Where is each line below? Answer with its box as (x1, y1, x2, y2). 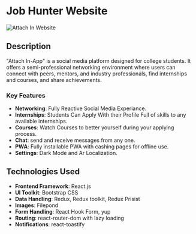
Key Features (6, 91, 46, 99)
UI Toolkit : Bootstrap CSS (14, 189, 79, 196)
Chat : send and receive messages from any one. (14, 136, 136, 144)
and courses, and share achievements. (6, 76, 102, 83)
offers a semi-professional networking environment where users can (6, 63, 176, 71)
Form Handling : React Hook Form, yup (14, 208, 111, 215)
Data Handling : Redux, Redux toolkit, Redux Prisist (14, 195, 140, 202)
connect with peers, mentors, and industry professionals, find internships (6, 70, 188, 77)
